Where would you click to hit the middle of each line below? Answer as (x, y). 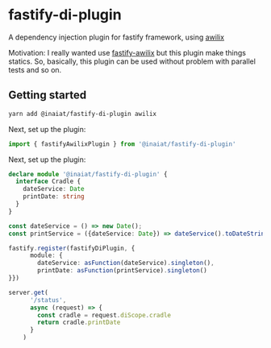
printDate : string (54, 197)
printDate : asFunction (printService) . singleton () (122, 271)
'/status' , (48, 300)
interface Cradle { (48, 182)
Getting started (48, 95)
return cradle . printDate (79, 323)
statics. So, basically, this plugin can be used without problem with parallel (132, 61)
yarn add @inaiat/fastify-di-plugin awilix (83, 114)
